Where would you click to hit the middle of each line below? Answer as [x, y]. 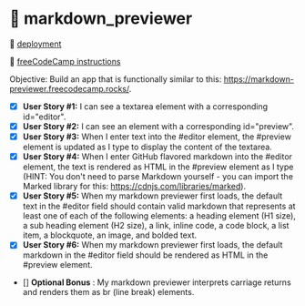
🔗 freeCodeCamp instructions [65, 61]
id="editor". [44, 117]
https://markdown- [259, 79]
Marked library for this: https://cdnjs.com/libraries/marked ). [134, 187]
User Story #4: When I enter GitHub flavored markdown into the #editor [158, 157]
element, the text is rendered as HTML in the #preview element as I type [158, 167]
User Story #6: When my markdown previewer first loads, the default [152, 245]
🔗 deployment [36, 44]
